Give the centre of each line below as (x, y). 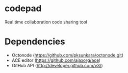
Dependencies (35, 42)
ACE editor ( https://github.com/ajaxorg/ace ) (56, 60)
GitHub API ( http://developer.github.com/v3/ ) (57, 65)
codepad (23, 9)
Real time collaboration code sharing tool (46, 22)
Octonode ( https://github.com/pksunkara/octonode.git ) (67, 55)
